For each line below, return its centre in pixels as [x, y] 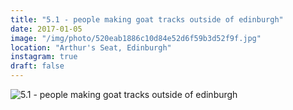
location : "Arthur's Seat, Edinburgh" [91, 47]
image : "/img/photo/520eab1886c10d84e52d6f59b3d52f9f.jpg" [136, 38]
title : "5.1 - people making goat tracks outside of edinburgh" [147, 19]
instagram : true [44, 57]
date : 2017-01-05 [46, 29]
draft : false [37, 66]
